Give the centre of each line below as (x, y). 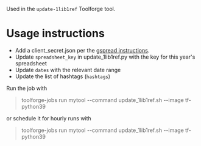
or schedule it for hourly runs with (49, 118)
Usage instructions (55, 34)
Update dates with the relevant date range (68, 70)
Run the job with (27, 88)
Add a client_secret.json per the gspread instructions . (82, 50)
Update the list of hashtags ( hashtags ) (63, 76)
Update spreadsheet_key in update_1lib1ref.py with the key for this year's (105, 57)
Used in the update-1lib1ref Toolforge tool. (61, 9)
